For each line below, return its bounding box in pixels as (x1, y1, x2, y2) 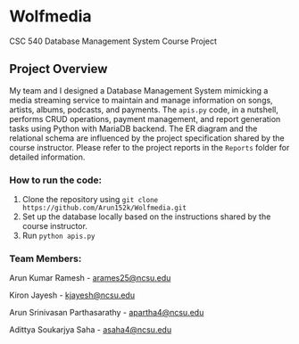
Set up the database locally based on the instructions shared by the (21, 211, 271, 222)
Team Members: (9, 252, 82, 265)
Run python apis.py (21, 230, 96, 242)
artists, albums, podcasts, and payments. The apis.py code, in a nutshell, (9, 104, 278, 115)
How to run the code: (9, 174, 103, 186)
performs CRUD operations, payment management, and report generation (9, 113, 281, 124)
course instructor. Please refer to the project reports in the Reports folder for (9, 142, 290, 152)
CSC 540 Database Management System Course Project (9, 36, 217, 46)
